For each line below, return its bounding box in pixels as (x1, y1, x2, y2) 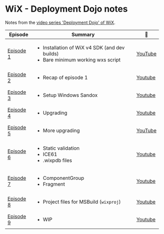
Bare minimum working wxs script (43, 56, 121, 63)
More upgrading (43, 127, 80, 134)
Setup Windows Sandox (43, 92, 98, 98)
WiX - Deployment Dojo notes (5, 3, 128, 15)
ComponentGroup (43, 175, 84, 181)
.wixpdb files (43, 157, 72, 164)
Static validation (43, 145, 80, 152)
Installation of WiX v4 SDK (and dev (43, 44, 125, 51)
